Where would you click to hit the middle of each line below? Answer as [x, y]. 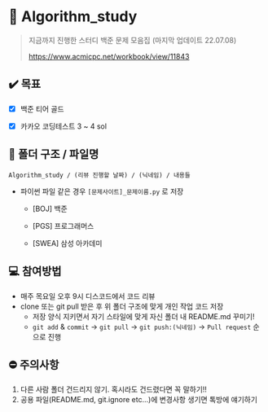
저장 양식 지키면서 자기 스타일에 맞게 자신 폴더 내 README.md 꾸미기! [143, 316]
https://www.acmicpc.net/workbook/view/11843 [109, 56]
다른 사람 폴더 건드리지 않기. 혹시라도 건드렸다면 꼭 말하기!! [114, 389]
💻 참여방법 [35, 272]
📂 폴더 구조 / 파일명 [54, 154]
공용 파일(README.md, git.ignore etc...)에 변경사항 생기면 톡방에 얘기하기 [139, 400]
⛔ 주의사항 [34, 364]
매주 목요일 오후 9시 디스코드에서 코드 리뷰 [88, 296]
